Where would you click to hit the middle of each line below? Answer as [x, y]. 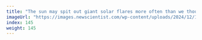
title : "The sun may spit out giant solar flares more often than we [95, 11]
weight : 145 [21, 28]
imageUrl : [19, 17]
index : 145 [20, 22]
